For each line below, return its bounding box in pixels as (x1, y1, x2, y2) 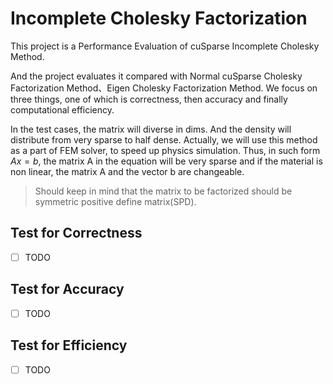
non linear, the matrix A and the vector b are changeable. (10, 165, 245, 177)
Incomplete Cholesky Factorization (10, 7, 308, 30)
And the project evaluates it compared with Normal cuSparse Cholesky (10, 70, 303, 82)
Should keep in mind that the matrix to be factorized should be (34, 185, 293, 197)
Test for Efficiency (10, 337, 128, 354)
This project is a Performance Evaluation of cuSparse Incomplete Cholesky (10, 40, 320, 52)
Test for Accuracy (10, 281, 125, 298)
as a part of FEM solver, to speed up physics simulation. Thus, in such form (10, 144, 321, 156)
